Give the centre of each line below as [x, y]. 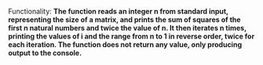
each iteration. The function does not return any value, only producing [125, 45]
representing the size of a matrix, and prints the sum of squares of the [124, 20]
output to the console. [45, 53]
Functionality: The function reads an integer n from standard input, [119, 11]
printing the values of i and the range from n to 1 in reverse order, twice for [131, 36]
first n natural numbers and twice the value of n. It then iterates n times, [128, 28]
